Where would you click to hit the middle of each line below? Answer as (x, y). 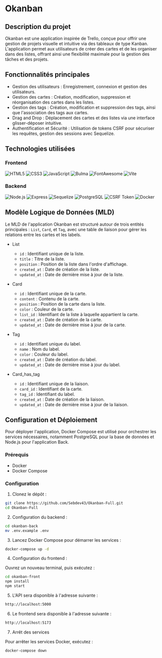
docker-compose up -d (27, 549)
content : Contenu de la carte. (49, 299)
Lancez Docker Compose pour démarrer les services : (66, 540)
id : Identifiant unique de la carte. (53, 293)
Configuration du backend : (40, 517)
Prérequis (17, 455)
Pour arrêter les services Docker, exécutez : (49, 641)
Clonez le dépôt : (29, 494)
